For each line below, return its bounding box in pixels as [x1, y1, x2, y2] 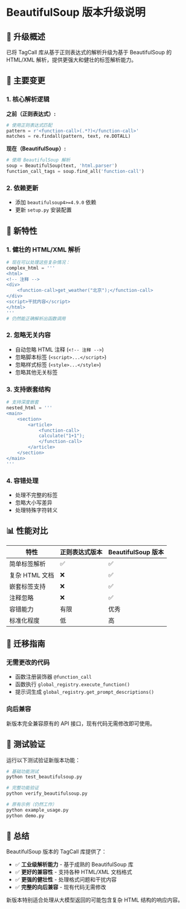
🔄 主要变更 [6, 76, 45, 86]
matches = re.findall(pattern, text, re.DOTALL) [6, 134, 131, 140]
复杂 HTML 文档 [9, 571, 54, 579]
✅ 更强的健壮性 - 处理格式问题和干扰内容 [14, 876, 117, 883]
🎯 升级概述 [6, 31, 45, 42]
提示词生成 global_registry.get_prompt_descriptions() [14, 688, 155, 696]
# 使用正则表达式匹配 [6, 122, 53, 128]
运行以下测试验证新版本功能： [6, 756, 80, 763]
